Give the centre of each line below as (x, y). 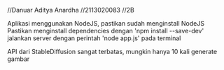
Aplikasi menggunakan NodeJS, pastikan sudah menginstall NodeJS (106, 23)
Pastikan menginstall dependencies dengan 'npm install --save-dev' (106, 31)
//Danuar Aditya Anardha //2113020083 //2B (71, 10)
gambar (19, 59)
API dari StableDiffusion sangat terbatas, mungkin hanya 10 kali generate (112, 52)
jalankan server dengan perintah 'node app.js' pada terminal (94, 38)
